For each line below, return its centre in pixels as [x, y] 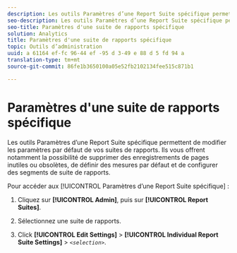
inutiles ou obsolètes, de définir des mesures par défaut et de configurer [113, 165]
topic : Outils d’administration [55, 47]
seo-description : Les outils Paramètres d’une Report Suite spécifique [115, 20]
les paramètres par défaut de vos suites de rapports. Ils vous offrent [107, 150]
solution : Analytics [38, 34]
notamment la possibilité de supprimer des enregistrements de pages [108, 157]
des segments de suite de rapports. [59, 172]
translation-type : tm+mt [44, 60]
